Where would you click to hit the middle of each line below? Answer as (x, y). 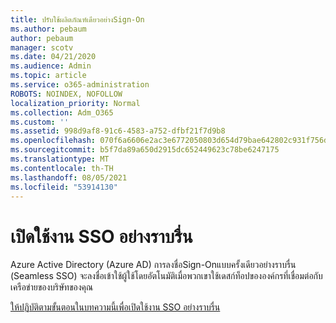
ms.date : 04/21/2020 (53, 57)
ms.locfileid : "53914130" (64, 187)
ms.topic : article (48, 76)
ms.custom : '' (40, 122)
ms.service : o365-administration (80, 85)
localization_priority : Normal (75, 103)
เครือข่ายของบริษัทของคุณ (52, 287)
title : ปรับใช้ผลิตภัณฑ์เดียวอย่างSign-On (77, 19)
